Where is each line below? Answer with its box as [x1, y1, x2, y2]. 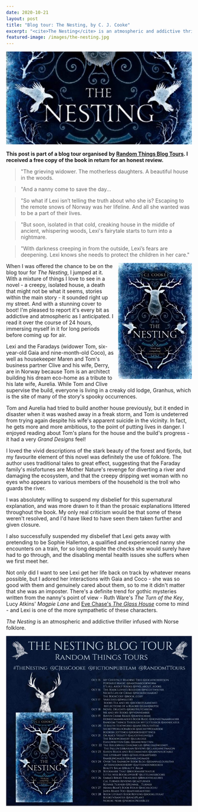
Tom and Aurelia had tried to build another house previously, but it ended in [6, 404, 189, 412]
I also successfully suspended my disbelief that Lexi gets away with [6, 533, 171, 540]
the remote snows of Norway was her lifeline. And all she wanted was [20, 203, 190, 210]
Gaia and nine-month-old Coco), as [28, 349, 114, 357]
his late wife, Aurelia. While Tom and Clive [6, 381, 108, 388]
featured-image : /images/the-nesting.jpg [6, 34, 110, 41]
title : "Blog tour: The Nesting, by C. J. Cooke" [6, 22, 131, 28]
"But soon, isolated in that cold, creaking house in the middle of [20, 221, 175, 228]
